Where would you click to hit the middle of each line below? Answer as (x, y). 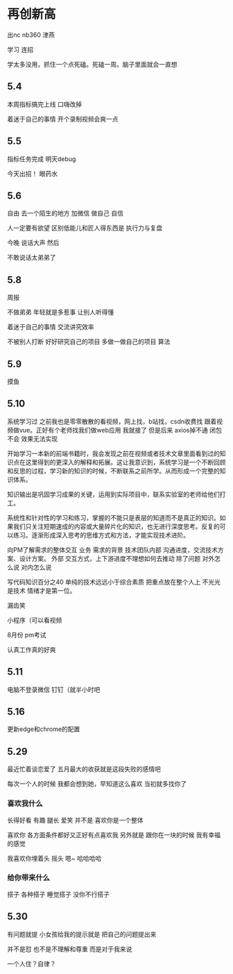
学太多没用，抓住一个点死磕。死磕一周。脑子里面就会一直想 (92, 64)
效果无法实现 (39, 439)
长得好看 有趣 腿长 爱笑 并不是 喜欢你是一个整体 (75, 820)
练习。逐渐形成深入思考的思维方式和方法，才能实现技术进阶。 (101, 535)
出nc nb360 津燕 (31, 35)
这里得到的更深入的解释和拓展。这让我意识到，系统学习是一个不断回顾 (126, 462)
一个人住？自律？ (32, 964)
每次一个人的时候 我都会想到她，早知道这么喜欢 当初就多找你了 (97, 784)
